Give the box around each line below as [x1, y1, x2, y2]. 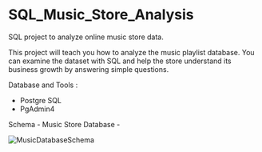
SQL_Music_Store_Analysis [8, 6, 194, 24]
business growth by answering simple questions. [8, 64, 169, 74]
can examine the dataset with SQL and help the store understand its [8, 56, 232, 66]
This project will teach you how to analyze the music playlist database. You [8, 47, 255, 57]
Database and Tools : [8, 80, 78, 90]
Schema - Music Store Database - [8, 119, 121, 129]
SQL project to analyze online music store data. [8, 32, 164, 42]
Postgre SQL [19, 95, 62, 105]
